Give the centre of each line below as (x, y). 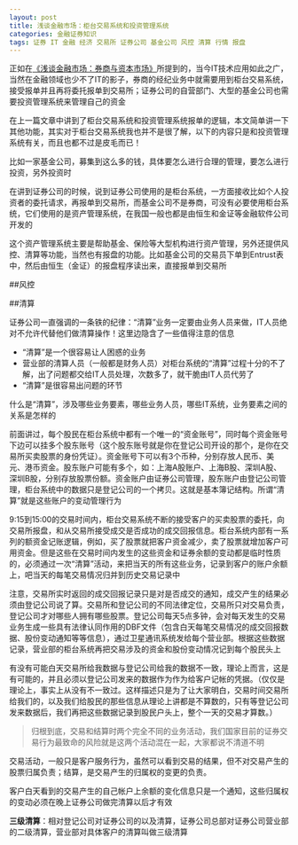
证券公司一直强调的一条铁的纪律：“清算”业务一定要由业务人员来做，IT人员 (145, 322)
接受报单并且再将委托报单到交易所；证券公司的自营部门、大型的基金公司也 (145, 90)
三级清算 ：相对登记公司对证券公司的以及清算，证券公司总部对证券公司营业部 (149, 821)
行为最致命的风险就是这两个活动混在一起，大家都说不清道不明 (151, 742)
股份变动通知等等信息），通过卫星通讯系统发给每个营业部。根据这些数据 (155, 638)
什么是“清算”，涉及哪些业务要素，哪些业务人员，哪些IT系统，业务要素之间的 (149, 404)
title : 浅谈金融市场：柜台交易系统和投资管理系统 (89, 26)
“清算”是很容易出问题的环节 (72, 386)
